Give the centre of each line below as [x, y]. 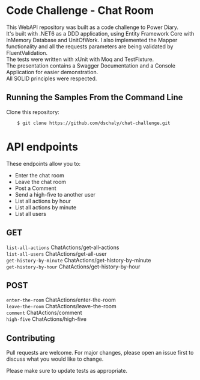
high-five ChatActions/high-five [47, 319]
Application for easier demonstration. [52, 72]
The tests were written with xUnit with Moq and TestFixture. [80, 59]
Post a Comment [35, 188]
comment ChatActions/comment [44, 313]
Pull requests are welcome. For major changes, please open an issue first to [100, 353]
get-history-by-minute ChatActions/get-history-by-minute [79, 260]
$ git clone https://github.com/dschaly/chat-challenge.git [94, 123]
